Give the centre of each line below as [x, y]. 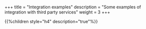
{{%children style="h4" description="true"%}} [51, 22]
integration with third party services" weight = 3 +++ [57, 12]
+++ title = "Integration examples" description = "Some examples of [73, 7]
